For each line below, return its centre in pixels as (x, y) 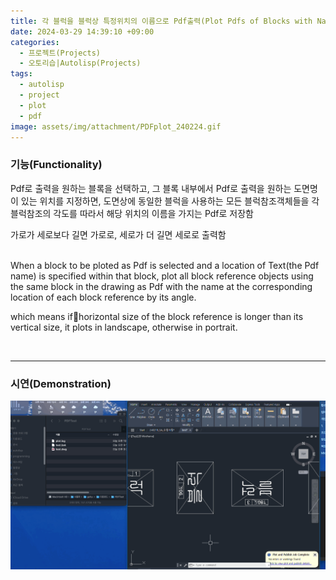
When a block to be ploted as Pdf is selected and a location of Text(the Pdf (165, 265)
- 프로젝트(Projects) (60, 53)
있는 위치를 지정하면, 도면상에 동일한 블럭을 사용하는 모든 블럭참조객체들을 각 (170, 201)
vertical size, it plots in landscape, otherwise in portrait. (124, 327)
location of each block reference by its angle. (103, 297)
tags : (21, 74)
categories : (35, 42)
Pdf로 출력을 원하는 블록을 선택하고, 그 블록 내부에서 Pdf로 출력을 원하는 (151, 188)
